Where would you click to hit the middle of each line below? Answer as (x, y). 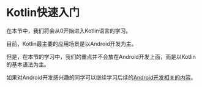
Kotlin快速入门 (43, 13)
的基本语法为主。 (28, 64)
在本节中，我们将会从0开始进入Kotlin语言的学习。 (69, 31)
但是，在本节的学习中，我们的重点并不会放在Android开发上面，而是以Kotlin (101, 56)
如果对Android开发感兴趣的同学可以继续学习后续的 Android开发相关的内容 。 (101, 77)
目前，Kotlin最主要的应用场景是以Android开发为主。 (72, 43)
